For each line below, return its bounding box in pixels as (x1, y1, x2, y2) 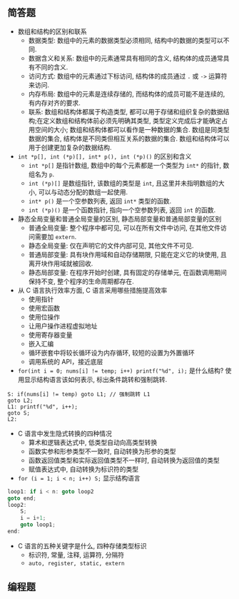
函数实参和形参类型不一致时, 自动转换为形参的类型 (28, 447, 176, 455)
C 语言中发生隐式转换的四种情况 (17, 429, 112, 438)
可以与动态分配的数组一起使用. (38, 188, 128, 196)
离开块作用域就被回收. (28, 259, 93, 268)
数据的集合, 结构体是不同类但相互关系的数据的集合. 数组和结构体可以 (28, 134, 230, 143)
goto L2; (7, 397, 34, 404)
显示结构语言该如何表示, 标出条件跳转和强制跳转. (24, 375, 168, 383)
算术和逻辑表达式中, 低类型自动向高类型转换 (28, 438, 158, 446)
